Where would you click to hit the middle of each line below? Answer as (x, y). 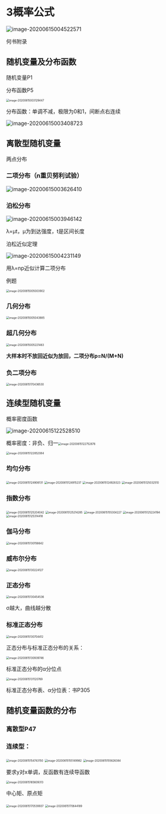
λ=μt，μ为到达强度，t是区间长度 (45, 231)
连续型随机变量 (33, 403)
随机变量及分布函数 (41, 62)
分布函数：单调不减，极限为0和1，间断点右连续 (63, 111)
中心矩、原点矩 (24, 793)
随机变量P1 (19, 77)
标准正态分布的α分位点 (34, 669)
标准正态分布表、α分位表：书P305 (48, 690)
